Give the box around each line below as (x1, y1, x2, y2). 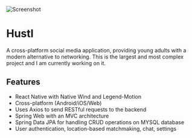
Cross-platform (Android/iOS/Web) (14, 99, 102, 107)
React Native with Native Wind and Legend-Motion (14, 93, 142, 100)
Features (6, 77, 40, 87)
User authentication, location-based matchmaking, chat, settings (14, 125, 177, 132)
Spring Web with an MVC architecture (14, 112, 109, 119)
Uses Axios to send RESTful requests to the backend (14, 105, 147, 113)
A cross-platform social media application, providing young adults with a (6, 46, 187, 54)
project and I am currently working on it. (6, 59, 106, 66)
